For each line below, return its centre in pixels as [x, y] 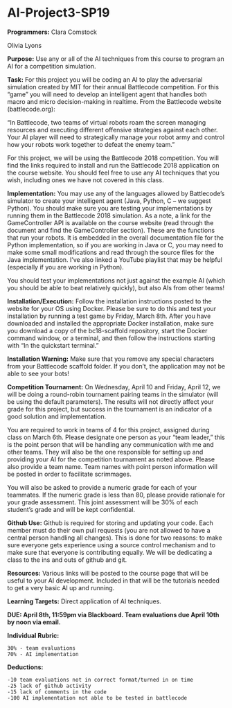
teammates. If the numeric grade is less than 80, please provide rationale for [116, 495]
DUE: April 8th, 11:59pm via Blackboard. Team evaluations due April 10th [113, 614]
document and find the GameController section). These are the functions [111, 230]
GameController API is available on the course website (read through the [110, 222]
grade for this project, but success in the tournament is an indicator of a [110, 409]
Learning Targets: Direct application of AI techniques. [84, 601]
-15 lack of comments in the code [57, 692]
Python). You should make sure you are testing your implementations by [110, 208]
